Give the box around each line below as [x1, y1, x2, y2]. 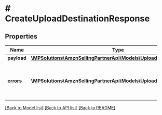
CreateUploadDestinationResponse [5, 13, 150, 24]
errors [7, 77, 22, 84]
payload [7, 55, 27, 61]
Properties [5, 32, 38, 40]
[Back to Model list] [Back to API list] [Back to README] [5, 105, 116, 111]
